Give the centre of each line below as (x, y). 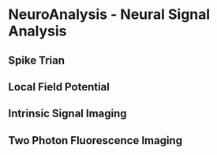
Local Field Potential (59, 87)
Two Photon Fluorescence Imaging (95, 140)
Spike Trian (37, 60)
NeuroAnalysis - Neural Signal (109, 15)
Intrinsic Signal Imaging (68, 114)
